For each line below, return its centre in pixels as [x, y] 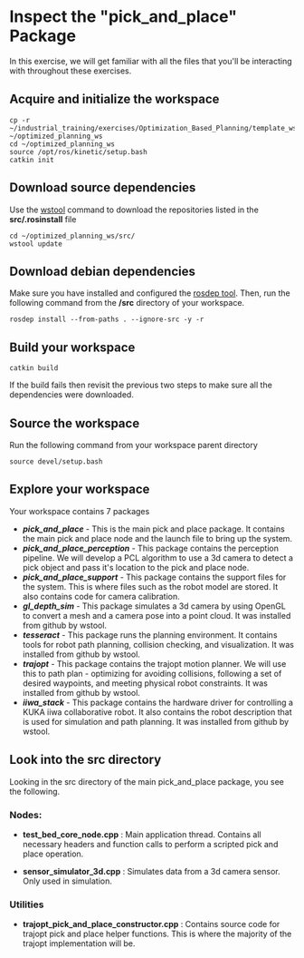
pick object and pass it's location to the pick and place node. [136, 567]
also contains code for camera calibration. [101, 596]
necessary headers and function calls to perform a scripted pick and [150, 844]
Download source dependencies [103, 188]
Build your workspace [72, 347]
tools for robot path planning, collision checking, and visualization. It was [158, 644]
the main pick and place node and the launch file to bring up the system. [157, 538]
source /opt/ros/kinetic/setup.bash [78, 152]
